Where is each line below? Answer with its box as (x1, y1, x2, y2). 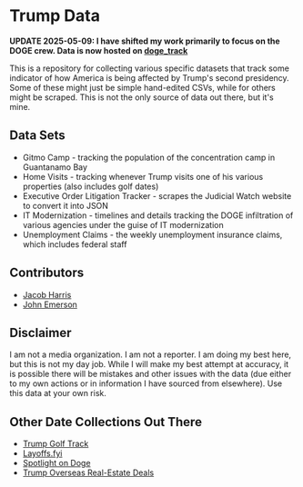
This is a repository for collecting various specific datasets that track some (9, 63, 289, 74)
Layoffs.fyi (22, 448, 63, 459)
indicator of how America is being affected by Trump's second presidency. (9, 72, 289, 83)
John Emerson (22, 299, 77, 310)
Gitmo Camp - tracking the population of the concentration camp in (22, 152, 276, 163)
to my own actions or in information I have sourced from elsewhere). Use (9, 378, 283, 389)
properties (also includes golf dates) (22, 181, 159, 192)
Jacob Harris (22, 289, 72, 300)
